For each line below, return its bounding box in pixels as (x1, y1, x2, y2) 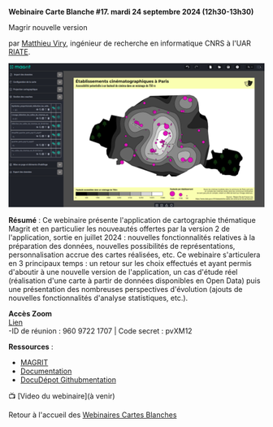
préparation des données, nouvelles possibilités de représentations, (8, 241, 236, 251)
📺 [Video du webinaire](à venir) (8, 390, 115, 401)
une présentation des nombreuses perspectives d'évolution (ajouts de (8, 284, 243, 294)
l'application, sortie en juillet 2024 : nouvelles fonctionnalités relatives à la (8, 232, 256, 242)
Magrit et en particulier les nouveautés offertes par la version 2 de (8, 224, 230, 233)
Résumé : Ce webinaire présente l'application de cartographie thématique (8, 215, 256, 224)
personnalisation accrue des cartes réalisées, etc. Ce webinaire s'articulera (8, 250, 261, 259)
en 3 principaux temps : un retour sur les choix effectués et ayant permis (8, 258, 252, 268)
